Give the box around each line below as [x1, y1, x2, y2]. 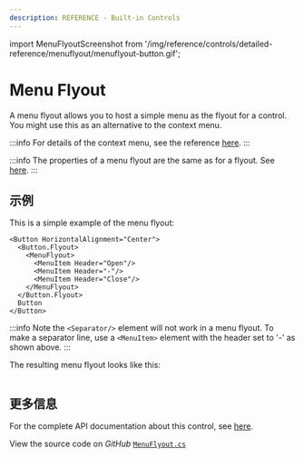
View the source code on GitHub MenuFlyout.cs [9, 438, 186, 450]
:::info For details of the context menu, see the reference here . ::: [9, 137, 251, 148]
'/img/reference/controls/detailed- [144, 38, 273, 49]
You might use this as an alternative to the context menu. [9, 119, 222, 130]
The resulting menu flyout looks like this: [9, 360, 162, 371]
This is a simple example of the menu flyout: [9, 217, 175, 228]
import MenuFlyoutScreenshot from [9, 38, 143, 49]
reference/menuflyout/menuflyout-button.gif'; [9, 47, 181, 59]
